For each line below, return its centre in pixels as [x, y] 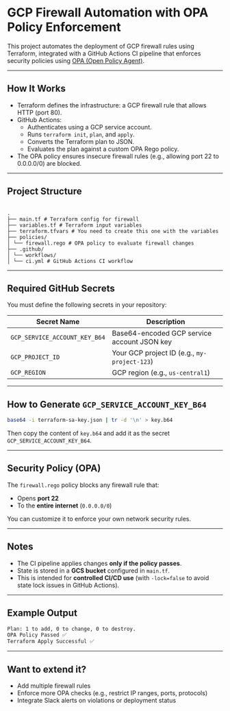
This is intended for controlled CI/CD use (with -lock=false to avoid [113, 577]
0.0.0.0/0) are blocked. [49, 163]
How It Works [37, 89]
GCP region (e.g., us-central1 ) [161, 373]
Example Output [42, 613]
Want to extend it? [47, 669]
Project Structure [44, 191]
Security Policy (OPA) [54, 468]
